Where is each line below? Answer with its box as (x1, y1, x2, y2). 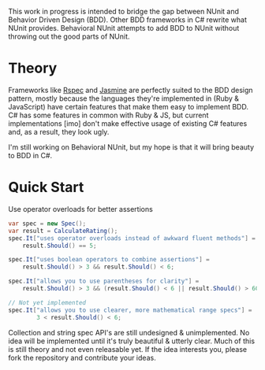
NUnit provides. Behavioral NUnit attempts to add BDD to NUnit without (8, 24, 240, 32)
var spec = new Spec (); (8, 220, 87, 228)
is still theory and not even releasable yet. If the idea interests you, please (8, 344, 247, 353)
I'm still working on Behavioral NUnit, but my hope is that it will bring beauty (8, 142, 255, 152)
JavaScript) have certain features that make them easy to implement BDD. (8, 102, 248, 111)
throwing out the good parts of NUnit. (8, 31, 130, 41)
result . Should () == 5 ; (22, 242, 97, 250)
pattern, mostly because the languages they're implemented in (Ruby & (8, 94, 239, 103)
